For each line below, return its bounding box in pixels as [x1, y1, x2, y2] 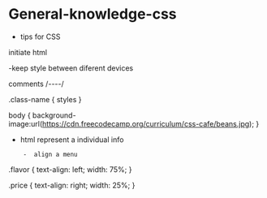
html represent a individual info [19, 135, 124, 144]
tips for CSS [19, 32, 61, 41]
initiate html [8, 47, 47, 57]
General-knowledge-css [8, 5, 177, 24]
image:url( [8, 118, 43, 128]
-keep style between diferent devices [8, 62, 134, 73]
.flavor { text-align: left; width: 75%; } [8, 164, 132, 174]
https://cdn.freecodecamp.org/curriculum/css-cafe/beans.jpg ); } [41, 118, 260, 128]
